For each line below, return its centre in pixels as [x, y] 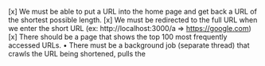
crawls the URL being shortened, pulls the [77, 54]
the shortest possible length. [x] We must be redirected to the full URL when [133, 20]
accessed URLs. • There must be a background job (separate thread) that [129, 45]
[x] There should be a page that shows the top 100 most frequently [118, 37]
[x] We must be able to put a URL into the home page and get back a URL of [132, 12]
